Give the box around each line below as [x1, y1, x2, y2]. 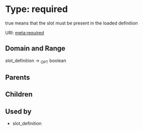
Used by [5, 107, 32, 115]
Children [5, 90, 33, 98]
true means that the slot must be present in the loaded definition [5, 20, 138, 26]
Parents [5, 73, 30, 81]
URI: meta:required [5, 29, 44, 35]
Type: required [5, 3, 68, 15]
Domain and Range [5, 44, 66, 53]
